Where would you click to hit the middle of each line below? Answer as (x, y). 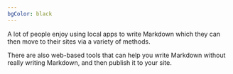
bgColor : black (30, 14)
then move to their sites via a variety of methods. (79, 41)
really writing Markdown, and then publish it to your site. (90, 62)
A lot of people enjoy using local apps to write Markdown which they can (114, 34)
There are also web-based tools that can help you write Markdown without (116, 55)
